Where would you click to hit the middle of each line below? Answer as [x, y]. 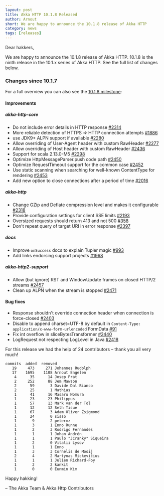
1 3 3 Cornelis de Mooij [54, 451]
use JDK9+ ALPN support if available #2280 [58, 138]
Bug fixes [15, 302]
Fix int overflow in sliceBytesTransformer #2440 [62, 334]
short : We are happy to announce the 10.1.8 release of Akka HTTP [76, 24]
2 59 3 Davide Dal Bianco [54, 386]
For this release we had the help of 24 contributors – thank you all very [78, 349]
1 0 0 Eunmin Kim [46, 469]
